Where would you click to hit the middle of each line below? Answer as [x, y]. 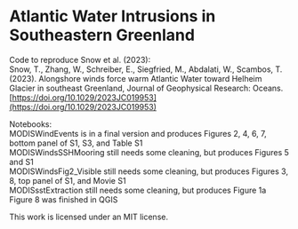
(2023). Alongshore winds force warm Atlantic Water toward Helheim [136, 78]
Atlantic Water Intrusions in [113, 16]
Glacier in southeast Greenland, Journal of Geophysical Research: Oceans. [146, 88]
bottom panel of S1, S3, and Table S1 [76, 143]
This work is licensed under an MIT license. [89, 217]
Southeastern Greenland [102, 35]
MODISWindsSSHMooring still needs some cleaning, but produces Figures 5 [149, 152]
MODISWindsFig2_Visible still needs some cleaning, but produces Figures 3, [149, 171]
